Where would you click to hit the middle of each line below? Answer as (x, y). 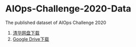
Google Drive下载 (31, 39)
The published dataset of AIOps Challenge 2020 (56, 22)
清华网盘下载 (26, 32)
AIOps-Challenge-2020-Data (68, 9)
